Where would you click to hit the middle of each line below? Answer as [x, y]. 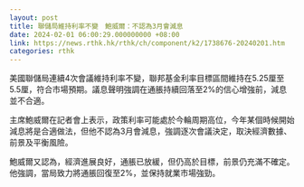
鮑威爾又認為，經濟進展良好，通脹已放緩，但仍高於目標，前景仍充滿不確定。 [152, 162]
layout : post [34, 18]
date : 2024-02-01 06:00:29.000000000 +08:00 [95, 34]
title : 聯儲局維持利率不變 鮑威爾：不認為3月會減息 [96, 26]
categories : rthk [42, 51]
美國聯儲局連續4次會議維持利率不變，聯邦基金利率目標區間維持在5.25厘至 [147, 79]
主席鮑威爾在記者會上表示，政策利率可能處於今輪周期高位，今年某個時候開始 [152, 120]
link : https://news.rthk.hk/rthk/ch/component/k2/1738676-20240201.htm [147, 43]
